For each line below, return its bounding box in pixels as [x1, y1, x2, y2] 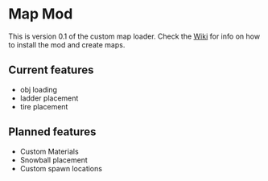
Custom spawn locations [19, 163, 103, 173]
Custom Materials [19, 146, 79, 156]
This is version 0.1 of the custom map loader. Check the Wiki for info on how [8, 31, 260, 41]
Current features [8, 64, 94, 77]
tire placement [19, 101, 68, 111]
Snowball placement [19, 154, 89, 165]
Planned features [8, 125, 97, 139]
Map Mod [8, 5, 73, 23]
